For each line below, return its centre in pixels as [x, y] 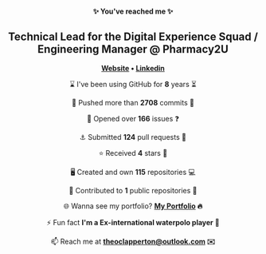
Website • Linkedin [133, 69]
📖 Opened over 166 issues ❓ [133, 119]
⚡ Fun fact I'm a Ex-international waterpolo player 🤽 [133, 223]
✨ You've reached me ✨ [133, 11]
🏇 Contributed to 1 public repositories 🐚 [133, 191]
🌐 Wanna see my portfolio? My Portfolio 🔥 [133, 206]
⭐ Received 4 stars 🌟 [133, 153]
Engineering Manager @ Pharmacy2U [133, 49]
